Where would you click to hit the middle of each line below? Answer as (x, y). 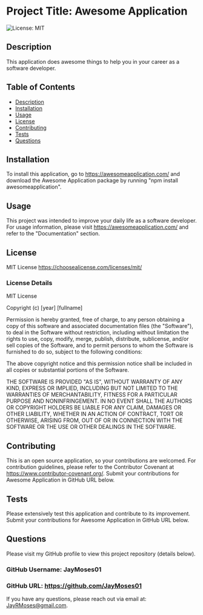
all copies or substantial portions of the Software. (68, 370)
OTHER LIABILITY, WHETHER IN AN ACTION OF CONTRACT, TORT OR (95, 414)
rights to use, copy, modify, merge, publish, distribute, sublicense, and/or (98, 339)
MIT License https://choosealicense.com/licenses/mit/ (74, 267)
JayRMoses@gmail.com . (37, 605)
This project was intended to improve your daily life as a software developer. (101, 221)
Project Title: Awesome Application (97, 11)
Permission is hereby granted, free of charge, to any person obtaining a (95, 320)
